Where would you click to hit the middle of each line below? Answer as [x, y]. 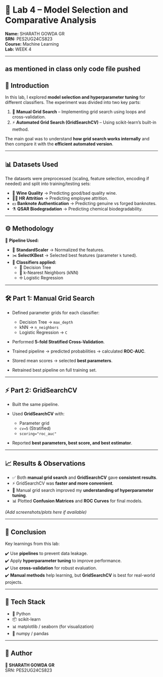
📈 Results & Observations [45, 463]
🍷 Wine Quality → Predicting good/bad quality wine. [65, 193]
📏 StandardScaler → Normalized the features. [58, 250]
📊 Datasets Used [32, 164]
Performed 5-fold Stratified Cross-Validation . [58, 341]
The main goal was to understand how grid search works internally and [77, 139]
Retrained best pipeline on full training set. [54, 370]
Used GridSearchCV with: [38, 414]
